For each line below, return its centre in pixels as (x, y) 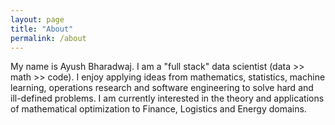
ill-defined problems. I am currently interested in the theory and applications (167, 98)
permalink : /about (48, 38)
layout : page (37, 19)
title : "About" (42, 29)
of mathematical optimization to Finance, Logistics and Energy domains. (158, 109)
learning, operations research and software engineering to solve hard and (162, 88)
